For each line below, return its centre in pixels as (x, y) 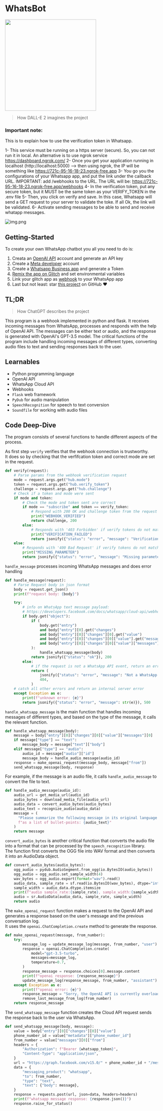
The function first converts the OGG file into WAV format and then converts (80, 851)
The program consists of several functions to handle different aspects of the (81, 437)
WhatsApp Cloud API (33, 384)
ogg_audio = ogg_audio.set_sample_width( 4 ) (58, 874)
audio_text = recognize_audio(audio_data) (57, 809)
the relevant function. (26, 722)
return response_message (39, 1003)
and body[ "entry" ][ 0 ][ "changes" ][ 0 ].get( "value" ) (91, 634)
